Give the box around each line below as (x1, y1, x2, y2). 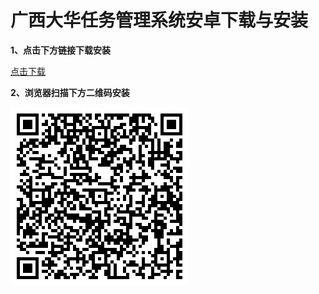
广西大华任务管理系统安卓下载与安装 (10, 9, 309, 32)
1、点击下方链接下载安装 (10, 44, 112, 56)
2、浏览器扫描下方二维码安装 (10, 86, 130, 98)
